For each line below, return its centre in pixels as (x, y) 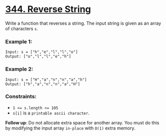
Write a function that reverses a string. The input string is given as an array (83, 23)
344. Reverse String (48, 9)
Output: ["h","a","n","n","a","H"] (43, 84)
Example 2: (19, 69)
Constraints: (21, 97)
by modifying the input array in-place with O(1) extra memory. (70, 128)
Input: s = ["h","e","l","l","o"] (42, 52)
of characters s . (22, 28)
